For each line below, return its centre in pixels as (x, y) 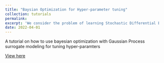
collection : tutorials (28, 14)
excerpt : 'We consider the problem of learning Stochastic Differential (81, 23)
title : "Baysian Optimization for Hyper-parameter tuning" (66, 9)
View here (15, 56)
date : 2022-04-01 (23, 28)
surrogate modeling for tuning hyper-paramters (53, 47)
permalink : (16, 18)
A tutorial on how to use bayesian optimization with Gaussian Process (75, 41)
